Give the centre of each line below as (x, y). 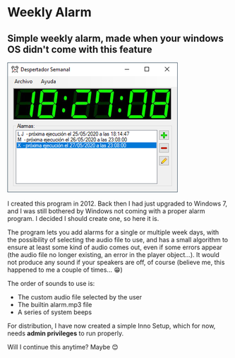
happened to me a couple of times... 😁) (65, 270)
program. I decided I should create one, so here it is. (83, 219)
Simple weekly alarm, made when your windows (115, 38)
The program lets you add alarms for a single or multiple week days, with (113, 232)
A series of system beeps (55, 312)
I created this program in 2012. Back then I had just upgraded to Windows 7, (117, 203)
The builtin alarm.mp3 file (55, 305)
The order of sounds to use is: (51, 284)
